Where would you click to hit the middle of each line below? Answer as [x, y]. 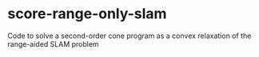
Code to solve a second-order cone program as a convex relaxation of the [129, 36]
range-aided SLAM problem [53, 44]
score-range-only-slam [87, 14]
